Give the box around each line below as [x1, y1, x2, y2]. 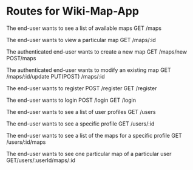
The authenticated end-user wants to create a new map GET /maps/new [6, 48, 187, 55]
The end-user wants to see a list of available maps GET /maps [6, 24, 162, 32]
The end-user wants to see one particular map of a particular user [6, 150, 172, 157]
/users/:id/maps [6, 138, 46, 146]
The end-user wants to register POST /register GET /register [6, 84, 157, 92]
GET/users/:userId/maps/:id [6, 157, 76, 164]
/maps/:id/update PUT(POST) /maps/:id [6, 73, 105, 80]
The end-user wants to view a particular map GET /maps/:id [6, 36, 156, 43]
